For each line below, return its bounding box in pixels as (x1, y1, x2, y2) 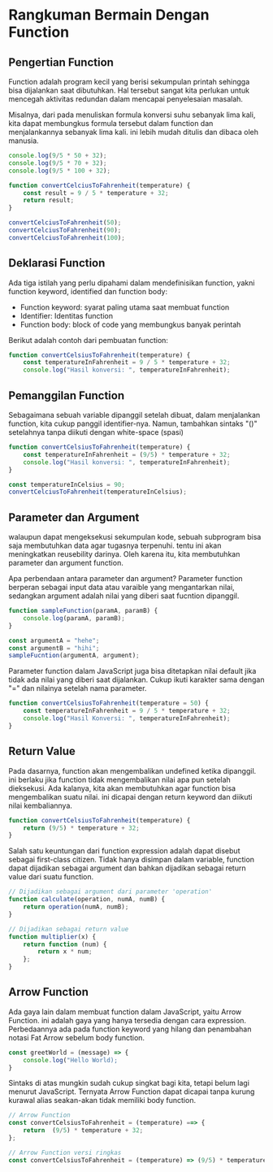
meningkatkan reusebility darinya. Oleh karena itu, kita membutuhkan (8, 549, 240, 559)
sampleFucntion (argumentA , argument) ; (8, 652, 140, 660)
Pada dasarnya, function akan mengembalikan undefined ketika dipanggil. (8, 766, 257, 775)
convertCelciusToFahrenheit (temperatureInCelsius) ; (8, 488, 187, 497)
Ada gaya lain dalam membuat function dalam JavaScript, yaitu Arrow (8, 1006, 242, 1017)
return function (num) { (23, 940, 107, 948)
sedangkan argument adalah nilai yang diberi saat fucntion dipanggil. (8, 591, 240, 601)
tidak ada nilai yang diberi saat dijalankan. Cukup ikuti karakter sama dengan (8, 675, 265, 684)
